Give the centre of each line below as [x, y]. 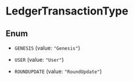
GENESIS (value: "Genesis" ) [47, 48]
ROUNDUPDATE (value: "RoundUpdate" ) [58, 71]
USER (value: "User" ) [39, 60]
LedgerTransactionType [67, 11]
